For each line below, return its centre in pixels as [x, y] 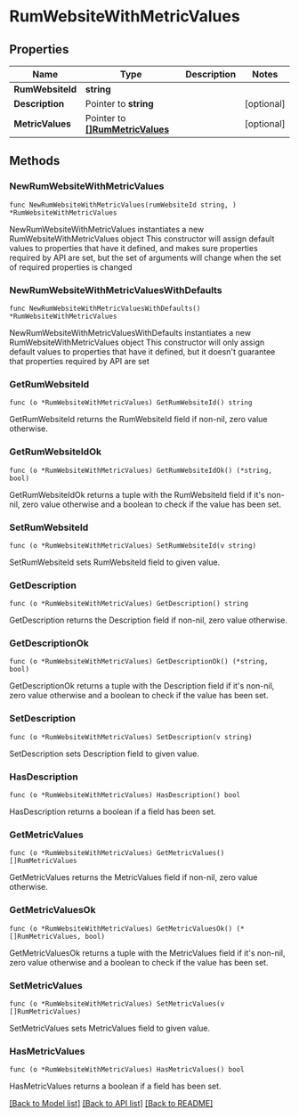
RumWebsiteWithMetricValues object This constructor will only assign [137, 342]
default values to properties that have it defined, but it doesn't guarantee [142, 351]
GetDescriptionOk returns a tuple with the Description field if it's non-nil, [142, 686]
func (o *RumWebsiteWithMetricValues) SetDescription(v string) [131, 737]
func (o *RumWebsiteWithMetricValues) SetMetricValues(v [117, 1004]
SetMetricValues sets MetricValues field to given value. [110, 1028]
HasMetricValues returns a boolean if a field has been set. [115, 1086]
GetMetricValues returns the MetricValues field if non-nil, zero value [133, 877]
